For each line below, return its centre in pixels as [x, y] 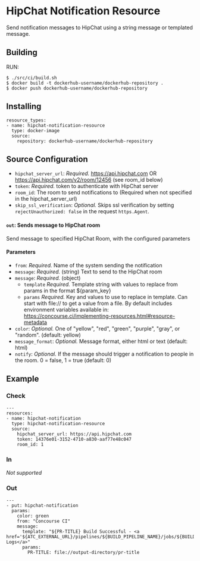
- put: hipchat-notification [42, 506]
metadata [35, 322]
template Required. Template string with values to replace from [101, 284]
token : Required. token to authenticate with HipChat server [87, 186]
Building [22, 53]
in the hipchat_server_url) [46, 199]
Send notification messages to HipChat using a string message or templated [100, 27]
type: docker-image [36, 130]
